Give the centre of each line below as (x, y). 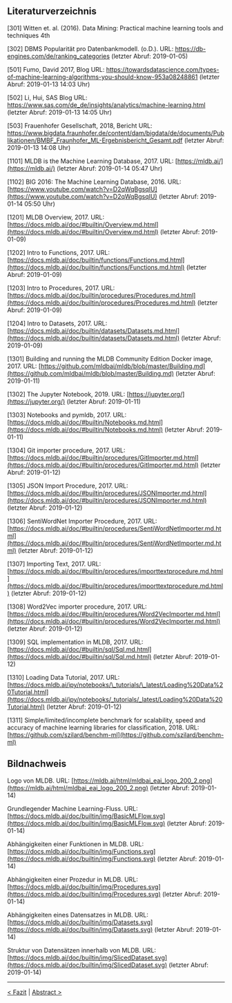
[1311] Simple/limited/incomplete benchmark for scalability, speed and (106, 720)
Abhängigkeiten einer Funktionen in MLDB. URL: (75, 844)
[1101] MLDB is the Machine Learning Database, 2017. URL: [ (93, 161)
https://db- (191, 48)
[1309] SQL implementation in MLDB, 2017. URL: (75, 642)
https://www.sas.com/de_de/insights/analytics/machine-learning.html (106, 105)
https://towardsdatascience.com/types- (163, 69)
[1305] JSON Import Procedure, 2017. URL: (68, 486)
